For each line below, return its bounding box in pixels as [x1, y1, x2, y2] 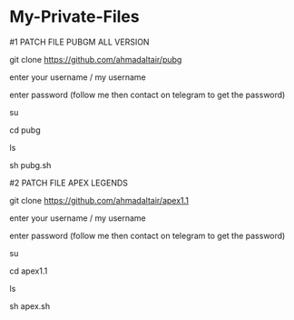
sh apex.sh [9, 300, 51, 311]
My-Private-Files [9, 6, 140, 27]
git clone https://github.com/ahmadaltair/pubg [9, 54, 182, 65]
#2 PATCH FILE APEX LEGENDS [9, 177, 129, 188]
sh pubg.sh [9, 159, 52, 170]
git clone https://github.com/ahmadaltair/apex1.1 [9, 195, 189, 205]
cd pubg [9, 125, 41, 135]
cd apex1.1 [9, 265, 48, 276]
